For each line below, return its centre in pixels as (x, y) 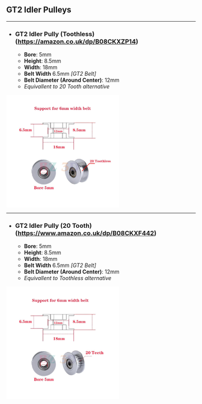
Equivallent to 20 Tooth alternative (67, 87)
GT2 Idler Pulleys (39, 10)
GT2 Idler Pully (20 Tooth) (53, 226)
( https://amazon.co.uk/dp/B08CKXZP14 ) (76, 41)
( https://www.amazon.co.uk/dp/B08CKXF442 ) (86, 233)
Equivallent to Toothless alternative (68, 278)
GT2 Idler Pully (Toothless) (55, 34)
